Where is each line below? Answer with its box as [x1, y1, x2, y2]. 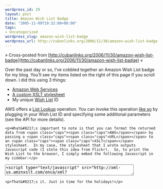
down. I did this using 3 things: [5, 77, 67, 83]
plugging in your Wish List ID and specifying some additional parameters [5, 111, 151, 117]
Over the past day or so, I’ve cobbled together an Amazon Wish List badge [5, 67, 155, 72]
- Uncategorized [5, 30, 38, 34]
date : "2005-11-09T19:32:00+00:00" [5, 20, 77, 26]
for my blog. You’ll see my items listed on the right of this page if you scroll [5, 71, 155, 78]
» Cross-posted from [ [5, 52, 50, 58]
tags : [5, 25, 16, 30]
